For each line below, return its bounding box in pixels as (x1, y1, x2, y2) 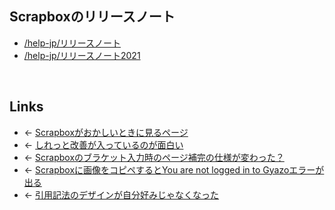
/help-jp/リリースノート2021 (23, 49, 141, 61)
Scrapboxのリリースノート (9, 8, 176, 26)
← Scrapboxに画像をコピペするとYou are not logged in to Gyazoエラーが (23, 163, 325, 176)
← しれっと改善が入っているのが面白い (23, 138, 184, 151)
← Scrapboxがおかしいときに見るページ (23, 126, 189, 138)
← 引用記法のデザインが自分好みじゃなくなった (23, 188, 220, 201)
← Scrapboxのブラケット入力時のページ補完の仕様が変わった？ (23, 151, 285, 163)
